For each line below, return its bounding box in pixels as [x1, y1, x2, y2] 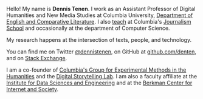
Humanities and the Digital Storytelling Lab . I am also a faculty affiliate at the [6, 73, 198, 80]
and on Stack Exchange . [6, 55, 67, 61]
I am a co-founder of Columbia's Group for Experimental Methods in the [6, 66, 187, 73]
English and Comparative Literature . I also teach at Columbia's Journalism [6, 18, 191, 25]
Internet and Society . [6, 86, 59, 93]
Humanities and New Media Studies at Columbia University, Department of [6, 12, 193, 19]
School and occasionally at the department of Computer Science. [6, 24, 170, 32]
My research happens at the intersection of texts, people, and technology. [6, 36, 192, 43]
